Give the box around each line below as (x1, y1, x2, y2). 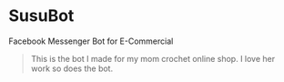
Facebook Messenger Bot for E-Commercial (8, 36, 174, 46)
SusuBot (8, 5, 75, 26)
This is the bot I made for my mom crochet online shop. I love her (30, 53, 276, 64)
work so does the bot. (30, 63, 114, 74)
